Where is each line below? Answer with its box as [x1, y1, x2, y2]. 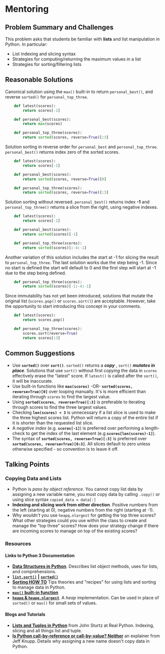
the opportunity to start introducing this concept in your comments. [5, 303, 141, 309]
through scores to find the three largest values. [12, 404, 108, 410]
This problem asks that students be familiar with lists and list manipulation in [5, 36, 160, 42]
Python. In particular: [5, 41, 48, 47]
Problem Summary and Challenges [5, 23, 114, 32]
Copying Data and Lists [5, 475, 62, 482]
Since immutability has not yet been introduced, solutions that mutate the [5, 293, 153, 299]
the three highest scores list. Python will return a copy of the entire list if [12, 415, 158, 421]
